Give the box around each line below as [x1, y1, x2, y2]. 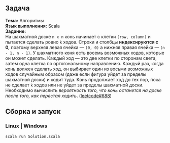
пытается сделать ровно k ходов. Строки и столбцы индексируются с [5, 39, 158, 45]
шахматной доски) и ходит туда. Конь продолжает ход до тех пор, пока [5, 76, 161, 82]
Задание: [5, 28, 26, 34]
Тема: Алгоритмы [5, 17, 44, 23]
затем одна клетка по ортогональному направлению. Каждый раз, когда [5, 60, 164, 66]
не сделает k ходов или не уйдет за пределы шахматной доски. [5, 82, 144, 88]
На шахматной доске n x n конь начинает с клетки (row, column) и [5, 33, 151, 39]
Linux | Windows [5, 122, 48, 129]
